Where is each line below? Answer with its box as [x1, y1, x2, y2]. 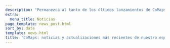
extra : [5, 12, 19, 17]
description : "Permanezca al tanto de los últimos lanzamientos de [5, 7, 151, 12]
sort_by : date [5, 26, 35, 31]
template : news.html [5, 30, 49, 35]
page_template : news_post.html [5, 21, 71, 26]
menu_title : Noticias [10, 16, 56, 21]
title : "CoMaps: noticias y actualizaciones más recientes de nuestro [5, 35, 157, 40]
